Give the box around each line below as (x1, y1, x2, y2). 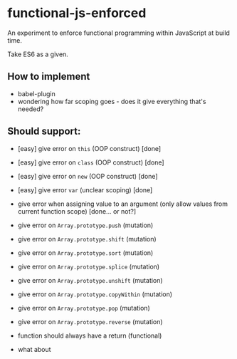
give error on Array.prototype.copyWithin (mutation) (17, 290, 173, 298)
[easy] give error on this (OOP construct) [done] (17, 144, 162, 152)
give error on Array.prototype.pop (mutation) (17, 303, 151, 312)
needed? (17, 105, 44, 113)
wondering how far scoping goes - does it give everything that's (17, 97, 206, 105)
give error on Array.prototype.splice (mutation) (17, 262, 160, 271)
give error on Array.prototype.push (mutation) (17, 221, 154, 229)
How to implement (7, 71, 90, 83)
